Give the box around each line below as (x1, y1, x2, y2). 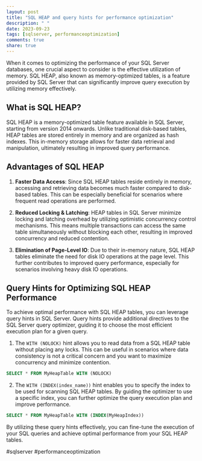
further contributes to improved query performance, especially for (14, 259, 180, 266)
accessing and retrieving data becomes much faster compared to (14, 184, 178, 191)
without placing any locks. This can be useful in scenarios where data (14, 346, 189, 353)
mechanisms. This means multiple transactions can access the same (14, 221, 186, 229)
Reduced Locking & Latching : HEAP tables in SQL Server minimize (14, 209, 181, 216)
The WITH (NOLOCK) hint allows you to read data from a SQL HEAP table (14, 339, 191, 347)
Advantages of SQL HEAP (6, 162, 104, 172)
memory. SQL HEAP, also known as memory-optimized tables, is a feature (6, 72, 190, 79)
